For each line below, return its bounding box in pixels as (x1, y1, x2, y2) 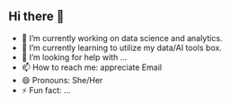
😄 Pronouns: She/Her (21, 74, 103, 85)
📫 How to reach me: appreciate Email (21, 62, 163, 73)
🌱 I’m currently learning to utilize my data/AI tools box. (21, 42, 222, 53)
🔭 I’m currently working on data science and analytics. (21, 32, 223, 43)
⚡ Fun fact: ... (21, 84, 71, 95)
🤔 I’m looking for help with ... (21, 51, 128, 63)
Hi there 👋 (8, 9, 65, 24)
